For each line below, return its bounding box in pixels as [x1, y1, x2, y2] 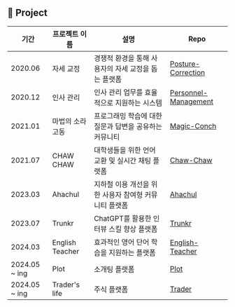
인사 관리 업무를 [94, 87, 143, 97]
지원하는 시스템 [115, 97, 162, 107]
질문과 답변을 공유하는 [94, 121, 162, 131]
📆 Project [7, 7, 48, 19]
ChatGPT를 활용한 [94, 213, 152, 223]
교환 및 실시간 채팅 [94, 156, 152, 165]
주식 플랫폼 [94, 285, 129, 294]
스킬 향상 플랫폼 [108, 224, 158, 233]
